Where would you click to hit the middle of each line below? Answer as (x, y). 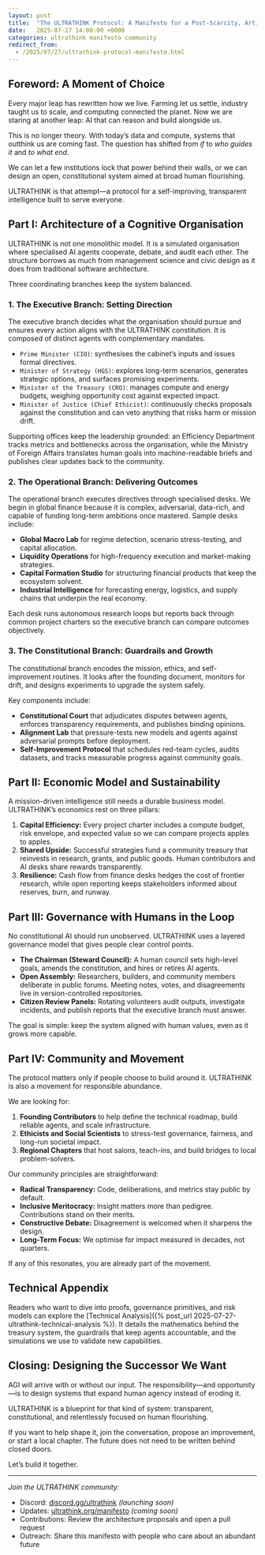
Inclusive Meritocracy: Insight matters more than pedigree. (116, 1206)
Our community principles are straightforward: (84, 1173)
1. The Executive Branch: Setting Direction (90, 304)
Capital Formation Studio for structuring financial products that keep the (138, 573)
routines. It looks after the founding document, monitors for (149, 676)
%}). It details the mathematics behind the (170, 1323)
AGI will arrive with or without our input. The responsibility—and (112, 1384)
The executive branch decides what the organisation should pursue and (125, 322)
